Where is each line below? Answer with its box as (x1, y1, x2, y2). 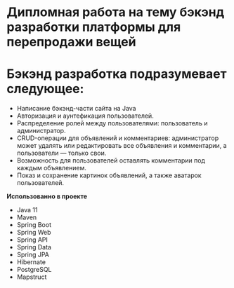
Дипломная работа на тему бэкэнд (6, 4, 225, 20)
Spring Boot (16, 221, 52, 229)
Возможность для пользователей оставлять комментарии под (16, 156, 205, 165)
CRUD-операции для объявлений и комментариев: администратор (16, 134, 219, 142)
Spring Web (16, 228, 51, 237)
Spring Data (16, 243, 52, 252)
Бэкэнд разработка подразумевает (6, 66, 227, 82)
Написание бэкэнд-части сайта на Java (16, 104, 136, 113)
